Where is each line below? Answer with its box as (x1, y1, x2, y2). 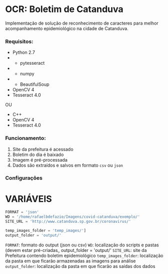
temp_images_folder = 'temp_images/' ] (5, 228, 86, 233)
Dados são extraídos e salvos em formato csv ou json (12, 162, 123, 168)
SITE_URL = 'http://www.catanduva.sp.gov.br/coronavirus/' (5, 219, 131, 224)
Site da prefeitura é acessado (12, 146, 74, 152)
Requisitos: (5, 38, 34, 45)
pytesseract (20, 60, 45, 66)
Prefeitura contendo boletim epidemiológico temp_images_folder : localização (5, 252, 163, 258)
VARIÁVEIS (5, 193, 52, 204)
